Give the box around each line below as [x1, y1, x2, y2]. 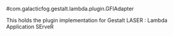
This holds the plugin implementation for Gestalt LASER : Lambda [6, 17, 168, 23]
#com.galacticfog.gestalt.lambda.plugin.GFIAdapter [6, 5, 134, 12]
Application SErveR [6, 23, 54, 30]
